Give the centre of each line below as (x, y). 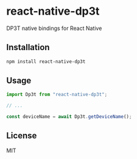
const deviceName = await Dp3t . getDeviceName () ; (69, 117)
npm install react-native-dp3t (46, 61)
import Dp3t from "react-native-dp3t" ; (57, 95)
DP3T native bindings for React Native (54, 28)
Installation (28, 47)
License (22, 136)
